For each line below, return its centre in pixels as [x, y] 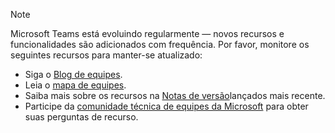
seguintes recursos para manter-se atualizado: [106, 55]
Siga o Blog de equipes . [73, 74]
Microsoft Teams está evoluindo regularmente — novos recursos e [147, 33]
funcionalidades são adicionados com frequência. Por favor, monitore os [160, 44]
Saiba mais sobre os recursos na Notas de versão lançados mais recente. [175, 95]
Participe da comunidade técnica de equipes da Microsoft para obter [166, 106]
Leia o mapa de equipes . [75, 85]
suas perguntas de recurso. [81, 117]
